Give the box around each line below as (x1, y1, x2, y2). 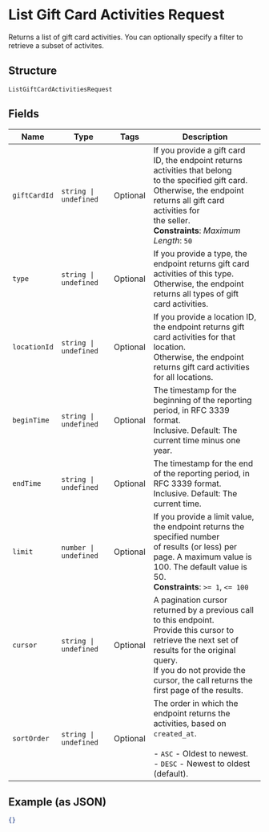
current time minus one (153, 434, 241, 446)
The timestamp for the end (153, 458, 254, 469)
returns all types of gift (153, 288, 239, 299)
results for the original (153, 644, 236, 655)
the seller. (153, 214, 191, 226)
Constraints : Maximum (153, 225, 241, 236)
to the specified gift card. (153, 174, 248, 186)
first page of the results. (153, 684, 244, 695)
